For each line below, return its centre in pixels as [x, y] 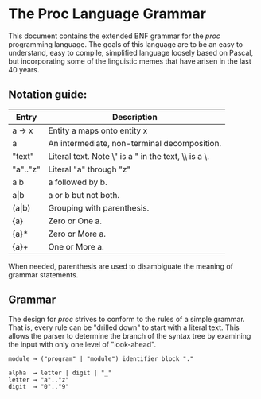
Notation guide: [48, 95]
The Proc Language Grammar [107, 14]
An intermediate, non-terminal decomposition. [135, 143]
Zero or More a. [77, 234]
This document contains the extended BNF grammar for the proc [115, 36]
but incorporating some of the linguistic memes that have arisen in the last [130, 61]
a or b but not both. [84, 195]
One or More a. [76, 246]
